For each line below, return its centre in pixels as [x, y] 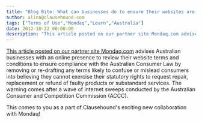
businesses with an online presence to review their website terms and [93, 58]
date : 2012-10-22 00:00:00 [40, 28]
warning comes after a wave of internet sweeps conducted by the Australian [101, 89]
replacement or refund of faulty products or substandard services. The [94, 83]
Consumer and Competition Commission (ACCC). [67, 96]
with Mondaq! [23, 114]
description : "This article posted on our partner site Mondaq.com [93, 34]
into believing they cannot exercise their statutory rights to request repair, [97, 77]
